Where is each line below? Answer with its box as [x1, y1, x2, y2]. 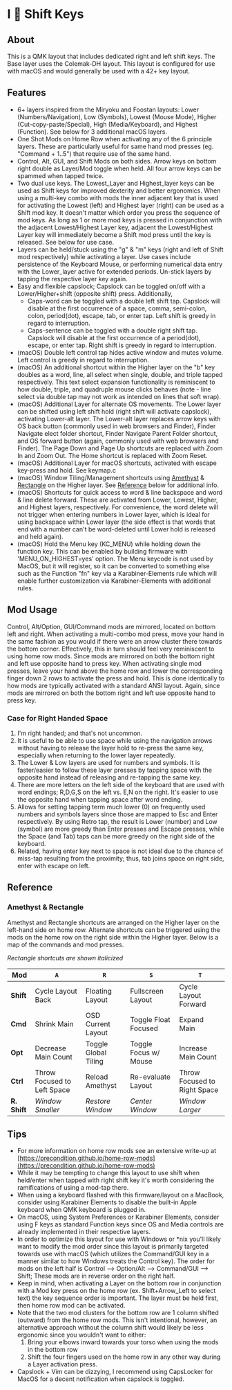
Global [85, 1048, 107, 1057]
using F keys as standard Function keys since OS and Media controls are [17, 1220, 224, 1229]
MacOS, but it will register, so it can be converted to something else [17, 561, 210, 570]
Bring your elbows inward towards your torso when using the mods [27, 1338, 219, 1346]
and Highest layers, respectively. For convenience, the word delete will [17, 502, 219, 511]
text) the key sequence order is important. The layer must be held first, [17, 1294, 219, 1302]
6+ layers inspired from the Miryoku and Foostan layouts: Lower [17, 105, 200, 114]
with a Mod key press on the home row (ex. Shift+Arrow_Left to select [17, 1287, 216, 1295]
